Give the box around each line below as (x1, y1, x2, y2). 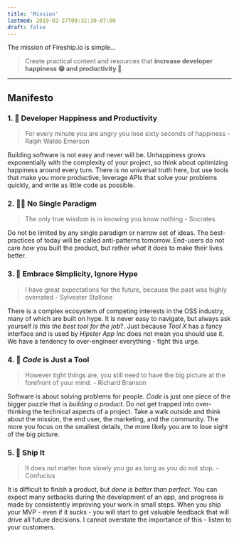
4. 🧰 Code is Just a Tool (7, 354, 90, 364)
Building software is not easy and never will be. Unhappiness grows (7, 151, 206, 159)
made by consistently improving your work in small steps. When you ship (7, 500, 222, 509)
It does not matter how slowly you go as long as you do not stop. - (24, 464, 219, 473)
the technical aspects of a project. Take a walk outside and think (32, 407, 221, 416)
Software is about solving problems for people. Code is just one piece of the (7, 392, 231, 401)
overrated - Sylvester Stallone (24, 292, 113, 301)
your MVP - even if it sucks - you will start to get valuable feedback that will (7, 508, 230, 517)
